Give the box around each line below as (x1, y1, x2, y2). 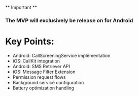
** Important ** (5, 5, 37, 10)
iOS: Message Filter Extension (12, 69, 76, 75)
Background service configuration (12, 79, 84, 85)
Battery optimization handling (12, 85, 75, 91)
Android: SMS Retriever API (12, 63, 70, 69)
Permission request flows (12, 74, 66, 80)
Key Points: (5, 36, 54, 47)
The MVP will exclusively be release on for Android (5, 17, 133, 24)
